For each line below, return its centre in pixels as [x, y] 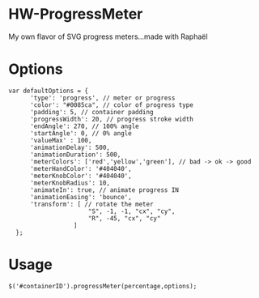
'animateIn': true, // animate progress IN [104, 190]
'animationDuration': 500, [75, 155]
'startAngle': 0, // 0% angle [81, 133]
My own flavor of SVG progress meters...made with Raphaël [108, 36]
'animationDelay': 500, [70, 147]
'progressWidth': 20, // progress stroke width [112, 119]
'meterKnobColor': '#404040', [81, 176]
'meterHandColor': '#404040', [81, 168]
